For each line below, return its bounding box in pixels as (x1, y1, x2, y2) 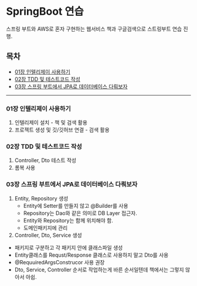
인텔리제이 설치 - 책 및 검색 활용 (14, 119, 88, 126)
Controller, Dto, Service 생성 (14, 231, 82, 238)
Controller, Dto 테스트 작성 (14, 157, 77, 164)
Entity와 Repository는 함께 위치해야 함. (23, 217, 113, 224)
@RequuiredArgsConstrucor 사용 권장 (14, 258, 105, 265)
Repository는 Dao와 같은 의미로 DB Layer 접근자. (23, 209, 138, 217)
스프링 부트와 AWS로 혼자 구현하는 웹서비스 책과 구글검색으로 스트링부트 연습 (6, 25, 182, 32)
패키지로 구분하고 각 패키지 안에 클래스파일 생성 (14, 244, 123, 251)
